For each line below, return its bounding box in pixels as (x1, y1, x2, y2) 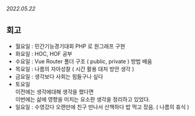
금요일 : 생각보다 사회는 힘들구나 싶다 (15, 73, 104, 80)
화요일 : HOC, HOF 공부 (15, 50, 73, 57)
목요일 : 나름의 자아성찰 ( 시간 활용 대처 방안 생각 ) (15, 65, 135, 72)
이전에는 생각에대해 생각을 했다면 (15, 88, 94, 95)
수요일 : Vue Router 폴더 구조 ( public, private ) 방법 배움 (15, 58, 152, 65)
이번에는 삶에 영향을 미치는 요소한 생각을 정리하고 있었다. (15, 95, 151, 103)
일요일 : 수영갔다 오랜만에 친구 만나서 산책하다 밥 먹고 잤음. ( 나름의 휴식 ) (15, 103, 190, 111)
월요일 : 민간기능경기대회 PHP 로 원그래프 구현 (15, 43, 126, 50)
